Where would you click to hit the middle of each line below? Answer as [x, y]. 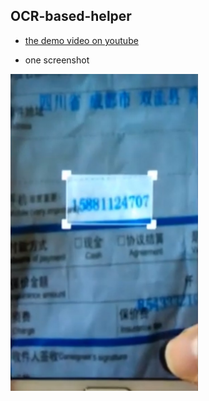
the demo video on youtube [81, 40]
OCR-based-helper [71, 16]
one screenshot [57, 60]
